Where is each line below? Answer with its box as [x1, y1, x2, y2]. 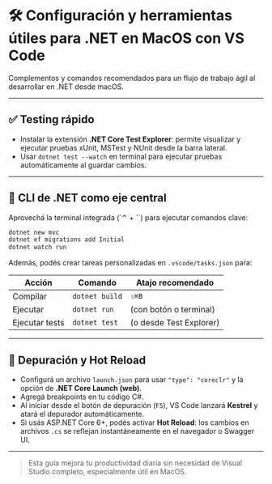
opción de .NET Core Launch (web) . [19, 384, 142, 393]
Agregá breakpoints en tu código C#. [19, 392, 144, 401]
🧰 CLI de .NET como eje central [8, 191, 168, 205]
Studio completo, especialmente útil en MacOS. [28, 467, 187, 476]
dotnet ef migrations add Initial [8, 236, 125, 244]
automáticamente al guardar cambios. [19, 159, 147, 170]
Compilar [12, 291, 47, 302]
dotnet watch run [8, 244, 67, 252]
